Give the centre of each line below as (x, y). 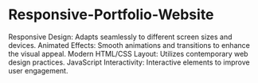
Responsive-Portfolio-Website (111, 15)
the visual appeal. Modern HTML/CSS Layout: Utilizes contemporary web (128, 53)
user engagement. (38, 70)
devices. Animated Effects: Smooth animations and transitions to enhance (129, 45)
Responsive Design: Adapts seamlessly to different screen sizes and (120, 37)
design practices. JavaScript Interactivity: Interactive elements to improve (129, 62)
